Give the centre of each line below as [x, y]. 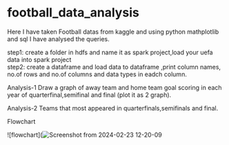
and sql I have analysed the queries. [58, 38]
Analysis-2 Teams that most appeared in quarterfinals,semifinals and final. [113, 108]
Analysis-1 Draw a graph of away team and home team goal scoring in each [114, 87]
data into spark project [39, 59]
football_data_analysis [73, 13]
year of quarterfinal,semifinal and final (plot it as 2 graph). [89, 95]
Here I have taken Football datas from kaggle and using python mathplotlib [113, 32]
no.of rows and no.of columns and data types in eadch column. [97, 74]
